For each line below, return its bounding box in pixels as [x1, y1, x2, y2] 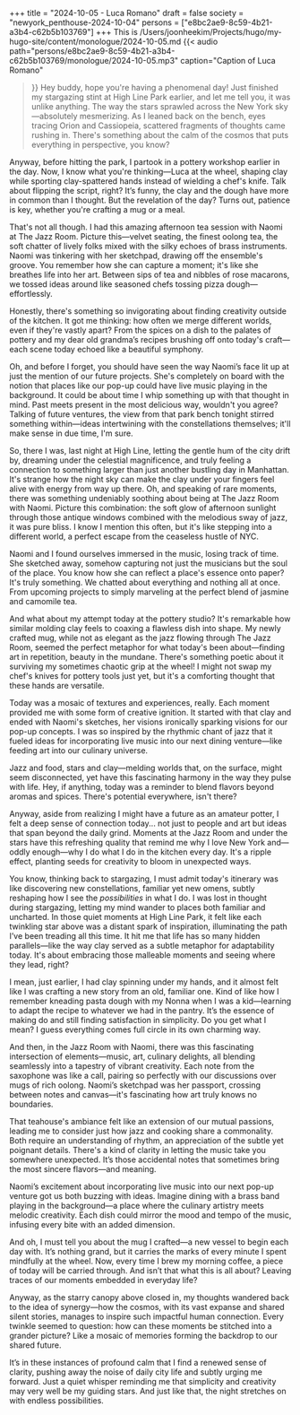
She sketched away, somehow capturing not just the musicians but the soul [9, 558, 288, 569]
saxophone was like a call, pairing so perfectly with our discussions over [9, 1071, 277, 1081]
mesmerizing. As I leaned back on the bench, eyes [79, 111, 266, 121]
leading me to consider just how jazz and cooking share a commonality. [9, 1125, 274, 1136]
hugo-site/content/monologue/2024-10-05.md [9, 36, 182, 47]
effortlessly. [9, 289, 54, 299]
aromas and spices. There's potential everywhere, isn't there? [9, 791, 237, 802]
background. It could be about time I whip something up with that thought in [9, 390, 289, 400]
